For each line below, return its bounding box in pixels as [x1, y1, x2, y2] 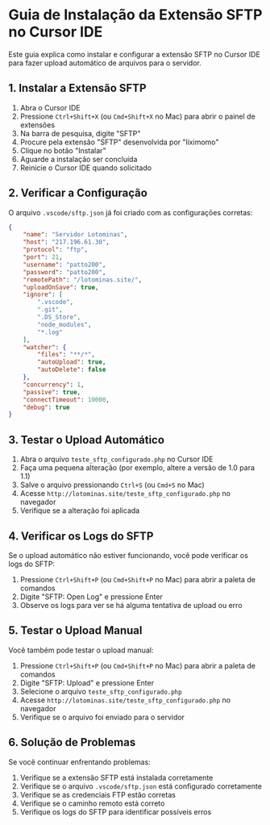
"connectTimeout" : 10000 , [23, 395, 110, 404]
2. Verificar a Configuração [8, 186, 147, 200]
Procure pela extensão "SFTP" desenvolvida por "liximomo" [19, 137, 219, 147]
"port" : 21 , [23, 253, 63, 261]
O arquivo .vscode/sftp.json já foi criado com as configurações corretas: [8, 207, 253, 217]
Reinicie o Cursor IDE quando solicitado [19, 163, 152, 173]
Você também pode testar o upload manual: [8, 645, 154, 655]
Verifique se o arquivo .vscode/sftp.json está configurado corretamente [19, 781, 262, 791]
